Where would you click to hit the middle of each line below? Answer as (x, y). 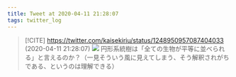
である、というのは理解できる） (71, 66)
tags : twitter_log (34, 20)
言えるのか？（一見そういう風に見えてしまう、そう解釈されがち (136, 57)
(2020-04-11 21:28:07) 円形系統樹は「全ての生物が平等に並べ (118, 48)
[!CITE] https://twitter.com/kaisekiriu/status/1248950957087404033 (124, 40)
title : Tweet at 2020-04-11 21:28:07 (63, 14)
